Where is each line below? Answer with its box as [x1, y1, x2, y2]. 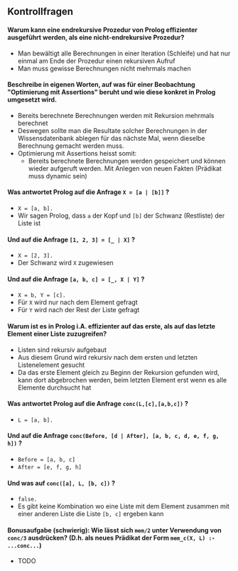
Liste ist [17, 219, 41, 227]
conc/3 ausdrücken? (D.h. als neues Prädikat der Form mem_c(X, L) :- [7, 533, 215, 542]
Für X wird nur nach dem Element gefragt [17, 298, 139, 306]
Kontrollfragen [7, 6, 73, 18]
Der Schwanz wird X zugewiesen [17, 259, 114, 267]
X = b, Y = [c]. [17, 292, 66, 299]
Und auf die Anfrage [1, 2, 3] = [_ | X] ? [7, 235, 136, 244]
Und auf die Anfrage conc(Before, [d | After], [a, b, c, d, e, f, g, [7, 432, 220, 440]
